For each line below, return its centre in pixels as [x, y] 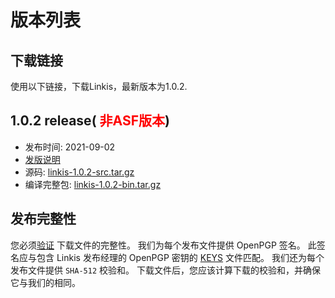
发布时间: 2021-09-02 [70, 147]
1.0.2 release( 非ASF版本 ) [90, 121]
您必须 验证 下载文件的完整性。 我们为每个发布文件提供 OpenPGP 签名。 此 [163, 245]
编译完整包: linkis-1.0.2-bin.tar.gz [93, 184]
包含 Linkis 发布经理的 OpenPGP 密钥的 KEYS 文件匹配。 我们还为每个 [180, 257]
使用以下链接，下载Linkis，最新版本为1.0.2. [99, 86]
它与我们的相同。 [45, 282]
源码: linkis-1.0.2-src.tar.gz [79, 172]
